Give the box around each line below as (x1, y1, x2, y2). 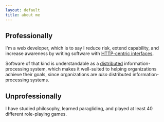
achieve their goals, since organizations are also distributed (5, 72, 132, 78)
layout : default (5, 7, 40, 13)
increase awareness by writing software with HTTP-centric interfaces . (5, 50, 154, 57)
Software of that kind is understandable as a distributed (5, 60, 123, 67)
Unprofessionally (5, 92, 62, 100)
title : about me (5, 12, 40, 18)
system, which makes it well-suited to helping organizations (30, 66, 157, 72)
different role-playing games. (5, 111, 67, 117)
